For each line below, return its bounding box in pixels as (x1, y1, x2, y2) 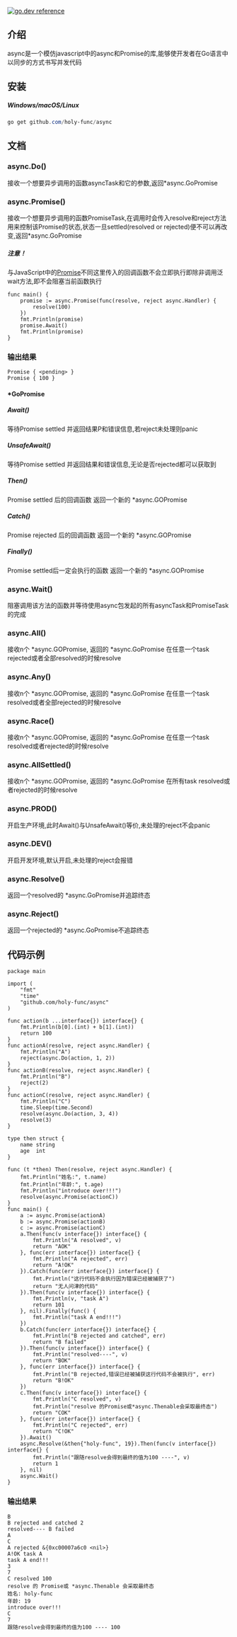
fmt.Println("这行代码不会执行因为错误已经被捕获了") (33, 1275, 175, 1282)
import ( (7, 980, 33, 987)
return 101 (33, 1302, 65, 1309)
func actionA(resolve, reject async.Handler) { (7, 1042, 151, 1050)
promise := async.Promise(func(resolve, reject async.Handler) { (20, 297, 217, 304)
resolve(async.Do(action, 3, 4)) (20, 1110, 119, 1118)
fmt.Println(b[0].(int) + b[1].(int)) (20, 1023, 134, 1031)
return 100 (20, 1030, 52, 1037)
